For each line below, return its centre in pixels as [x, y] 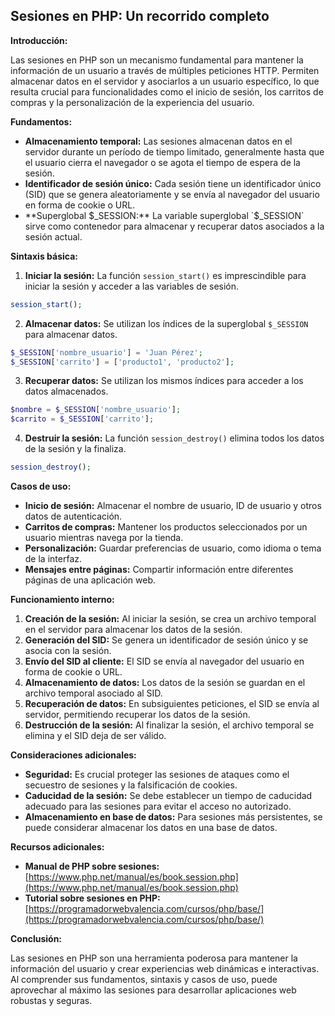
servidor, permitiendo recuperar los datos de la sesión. [137, 715]
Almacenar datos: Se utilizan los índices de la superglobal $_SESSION [166, 323]
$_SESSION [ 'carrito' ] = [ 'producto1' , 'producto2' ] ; [122, 362]
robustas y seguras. [51, 1001]
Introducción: [39, 40]
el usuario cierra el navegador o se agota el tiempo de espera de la [162, 162]
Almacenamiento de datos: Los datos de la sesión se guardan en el [165, 683]
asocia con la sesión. [68, 651]
